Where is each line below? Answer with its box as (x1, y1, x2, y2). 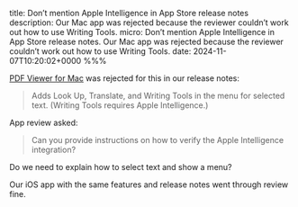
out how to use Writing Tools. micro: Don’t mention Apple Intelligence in (9, 27, 275, 37)
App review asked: (9, 117, 78, 128)
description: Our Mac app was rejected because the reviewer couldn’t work (9, 17, 290, 28)
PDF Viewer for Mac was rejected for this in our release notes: (9, 73, 240, 84)
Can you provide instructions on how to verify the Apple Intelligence (31, 135, 284, 145)
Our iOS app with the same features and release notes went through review (9, 179, 289, 190)
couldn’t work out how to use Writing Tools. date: (9, 46, 192, 57)
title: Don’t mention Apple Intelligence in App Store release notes (9, 8, 249, 18)
